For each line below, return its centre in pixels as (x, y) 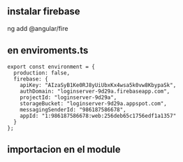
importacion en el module (64, 150)
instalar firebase (44, 12)
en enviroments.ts (48, 51)
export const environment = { (51, 67)
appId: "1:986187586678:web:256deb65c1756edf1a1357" (98, 116)
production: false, (42, 73)
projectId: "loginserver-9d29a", (68, 97)
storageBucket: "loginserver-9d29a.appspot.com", (94, 103)
